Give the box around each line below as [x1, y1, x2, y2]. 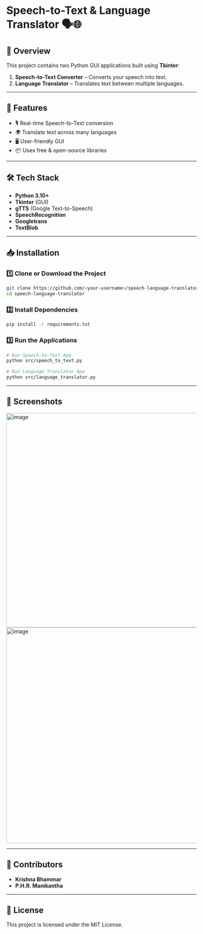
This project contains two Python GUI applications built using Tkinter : [6, 62, 180, 69]
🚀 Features [6, 103, 48, 114]
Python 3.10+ [14, 191, 50, 199]
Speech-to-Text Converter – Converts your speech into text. [14, 74, 167, 80]
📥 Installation [6, 248, 60, 258]
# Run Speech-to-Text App [6, 352, 71, 358]
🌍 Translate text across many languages [14, 128, 117, 136]
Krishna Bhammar [14, 875, 62, 883]
